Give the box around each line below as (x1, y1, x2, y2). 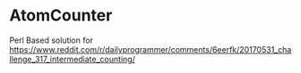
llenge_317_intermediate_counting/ (9, 53, 136, 64)
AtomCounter (9, 5, 113, 26)
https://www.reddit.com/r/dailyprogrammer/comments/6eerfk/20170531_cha (9, 44, 292, 54)
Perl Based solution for (9, 35, 94, 45)
